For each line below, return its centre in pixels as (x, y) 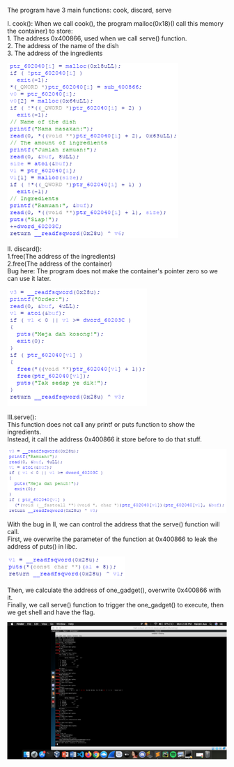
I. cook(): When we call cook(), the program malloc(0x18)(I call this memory (116, 23)
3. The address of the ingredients (55, 53)
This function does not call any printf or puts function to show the (101, 424)
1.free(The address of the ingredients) (62, 256)
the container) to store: (40, 31)
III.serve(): (22, 417)
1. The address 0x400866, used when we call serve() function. (97, 38)
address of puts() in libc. (42, 547)
